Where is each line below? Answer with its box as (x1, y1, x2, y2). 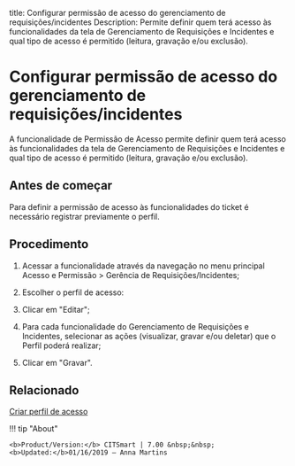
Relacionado (9, 383, 79, 398)
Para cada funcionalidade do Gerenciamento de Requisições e (21, 321, 249, 331)
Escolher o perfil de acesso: (21, 287, 125, 298)
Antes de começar (9, 178, 113, 193)
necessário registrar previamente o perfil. (9, 211, 161, 221)
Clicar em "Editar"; (21, 304, 90, 315)
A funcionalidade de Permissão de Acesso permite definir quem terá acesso (9, 133, 287, 144)
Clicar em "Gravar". (21, 357, 93, 368)
